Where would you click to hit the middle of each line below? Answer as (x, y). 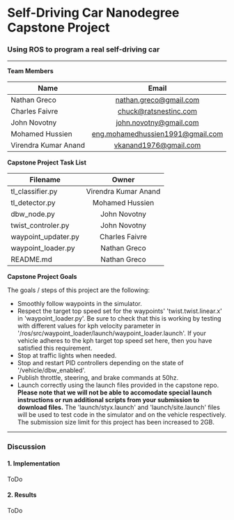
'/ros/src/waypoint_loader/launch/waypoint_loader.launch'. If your (112, 333)
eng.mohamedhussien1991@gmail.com (157, 134)
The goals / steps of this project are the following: (78, 290)
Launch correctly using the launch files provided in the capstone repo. (118, 385)
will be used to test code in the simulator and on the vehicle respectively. (122, 415)
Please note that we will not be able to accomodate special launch (115, 392)
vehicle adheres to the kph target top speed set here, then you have (115, 341)
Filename (45, 180)
